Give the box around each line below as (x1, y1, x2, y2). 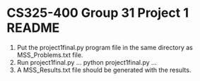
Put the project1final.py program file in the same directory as (16, 43, 194, 51)
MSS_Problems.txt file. (16, 51, 83, 59)
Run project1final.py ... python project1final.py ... (16, 58, 157, 66)
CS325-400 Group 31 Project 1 (6, 5, 189, 21)
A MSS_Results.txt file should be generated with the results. (16, 66, 192, 74)
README (6, 20, 60, 36)
